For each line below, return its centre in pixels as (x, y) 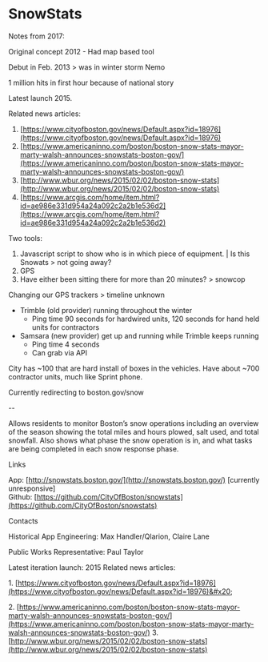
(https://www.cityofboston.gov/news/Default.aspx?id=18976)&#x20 (120, 591)
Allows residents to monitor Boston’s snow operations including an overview (134, 423)
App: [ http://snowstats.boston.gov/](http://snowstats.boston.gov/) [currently (134, 479)
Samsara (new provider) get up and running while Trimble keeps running (139, 335)
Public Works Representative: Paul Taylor (76, 552)
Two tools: (25, 238)
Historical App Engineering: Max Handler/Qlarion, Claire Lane (109, 536)
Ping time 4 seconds (66, 344)
